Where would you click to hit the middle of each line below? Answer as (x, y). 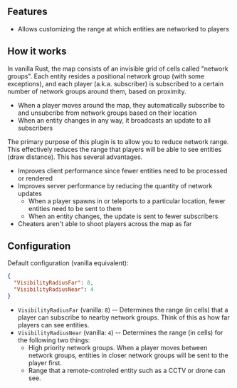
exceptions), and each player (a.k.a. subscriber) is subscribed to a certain (116, 83)
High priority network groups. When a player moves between (118, 347)
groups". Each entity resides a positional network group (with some (106, 76)
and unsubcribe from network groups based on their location (107, 113)
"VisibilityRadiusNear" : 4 (54, 290)
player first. (45, 362)
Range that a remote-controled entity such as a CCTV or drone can (127, 370)
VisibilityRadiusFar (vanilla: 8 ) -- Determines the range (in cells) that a (123, 310)
